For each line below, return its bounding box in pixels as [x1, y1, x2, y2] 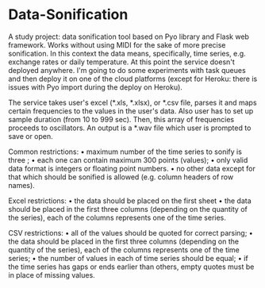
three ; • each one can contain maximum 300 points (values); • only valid [8, 155, 248, 164]
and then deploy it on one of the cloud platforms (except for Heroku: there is [8, 74, 258, 83]
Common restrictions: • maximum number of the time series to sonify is [8, 147, 242, 156]
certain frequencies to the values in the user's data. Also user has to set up [8, 106, 254, 116]
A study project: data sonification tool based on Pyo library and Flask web [8, 32, 250, 41]
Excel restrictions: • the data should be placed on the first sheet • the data [8, 196, 252, 205]
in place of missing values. [8, 270, 95, 279]
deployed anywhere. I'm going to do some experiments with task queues [8, 65, 246, 75]
